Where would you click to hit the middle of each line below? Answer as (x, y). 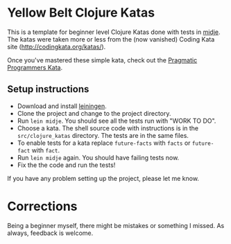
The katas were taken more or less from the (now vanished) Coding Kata (111, 39)
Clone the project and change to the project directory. (94, 113)
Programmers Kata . (35, 67)
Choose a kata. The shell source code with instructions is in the (108, 128)
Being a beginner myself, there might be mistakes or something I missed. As (116, 225)
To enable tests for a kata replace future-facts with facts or (104, 143)
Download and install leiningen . (62, 106)
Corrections (42, 206)
